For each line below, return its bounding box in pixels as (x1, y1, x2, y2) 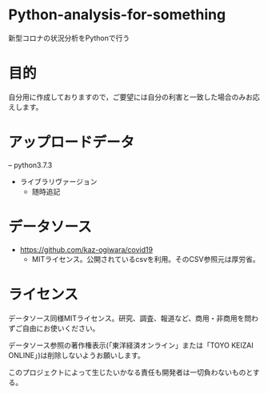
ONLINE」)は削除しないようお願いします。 (8, 350, 146, 360)
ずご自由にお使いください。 (8, 323, 100, 333)
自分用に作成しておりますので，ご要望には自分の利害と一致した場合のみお (8, 92, 254, 102)
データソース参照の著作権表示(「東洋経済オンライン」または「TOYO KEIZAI (8, 340, 254, 350)
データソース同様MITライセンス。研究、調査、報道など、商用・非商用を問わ (8, 313, 258, 323)
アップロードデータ (8, 134, 135, 151)
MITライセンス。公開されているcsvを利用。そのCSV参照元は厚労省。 (31, 254, 260, 263)
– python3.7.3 (8, 160, 53, 170)
